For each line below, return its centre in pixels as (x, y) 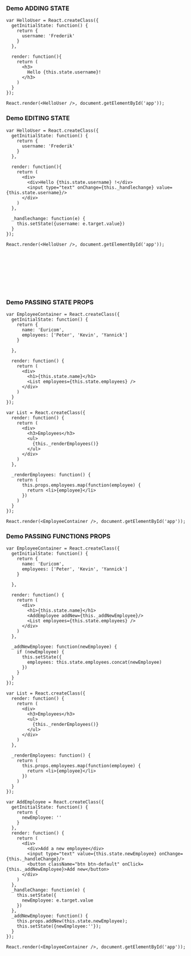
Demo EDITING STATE (38, 118)
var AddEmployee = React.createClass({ (55, 802)
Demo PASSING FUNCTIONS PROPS (58, 536)
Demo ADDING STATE (38, 8)
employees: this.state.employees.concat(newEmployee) (95, 663)
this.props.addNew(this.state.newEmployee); (72, 921)
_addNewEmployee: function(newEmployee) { (64, 647)
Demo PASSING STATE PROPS (50, 302)
